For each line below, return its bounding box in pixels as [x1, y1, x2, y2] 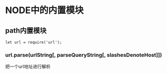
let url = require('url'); [5, 40, 62, 45]
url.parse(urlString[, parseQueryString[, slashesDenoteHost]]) [5, 51, 162, 58]
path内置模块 [5, 26, 47, 35]
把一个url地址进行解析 [5, 63, 51, 69]
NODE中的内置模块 [5, 5, 84, 16]
